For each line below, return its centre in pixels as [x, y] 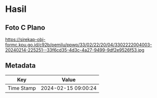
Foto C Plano [25, 28]
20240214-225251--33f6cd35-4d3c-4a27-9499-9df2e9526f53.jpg [75, 50]
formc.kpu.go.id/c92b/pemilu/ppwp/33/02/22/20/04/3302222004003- [78, 45]
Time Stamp [22, 88]
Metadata [20, 66]
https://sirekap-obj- [25, 39]
